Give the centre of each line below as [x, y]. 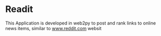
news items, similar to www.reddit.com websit [53, 28]
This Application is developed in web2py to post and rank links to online [81, 23]
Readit [19, 9]
